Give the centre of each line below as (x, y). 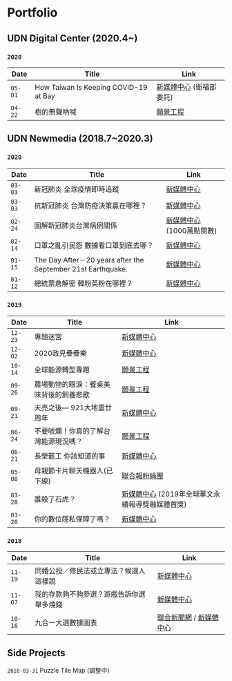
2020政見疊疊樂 (61, 353)
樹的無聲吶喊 (56, 112)
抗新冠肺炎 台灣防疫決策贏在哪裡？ (90, 205)
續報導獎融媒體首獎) (154, 504)
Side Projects (36, 653)
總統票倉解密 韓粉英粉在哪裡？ (84, 283)
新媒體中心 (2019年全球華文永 (171, 494)
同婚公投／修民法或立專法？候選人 (90, 571)
